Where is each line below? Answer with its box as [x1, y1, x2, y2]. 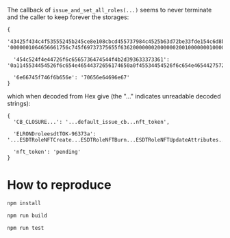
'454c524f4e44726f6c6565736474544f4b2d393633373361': [13, 56, 170, 63]
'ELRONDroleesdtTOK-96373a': [13, 131, 97, 137]
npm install [7, 200, 41, 207]
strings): [7, 99, 31, 107]
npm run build [7, 212, 48, 219]
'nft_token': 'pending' [13, 148, 81, 155]
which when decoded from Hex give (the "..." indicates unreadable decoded [7, 92, 221, 100]
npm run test [7, 224, 44, 231]
